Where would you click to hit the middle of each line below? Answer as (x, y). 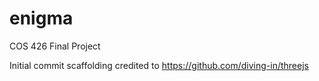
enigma (41, 18)
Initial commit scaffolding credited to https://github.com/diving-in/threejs (159, 65)
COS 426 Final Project (55, 46)
